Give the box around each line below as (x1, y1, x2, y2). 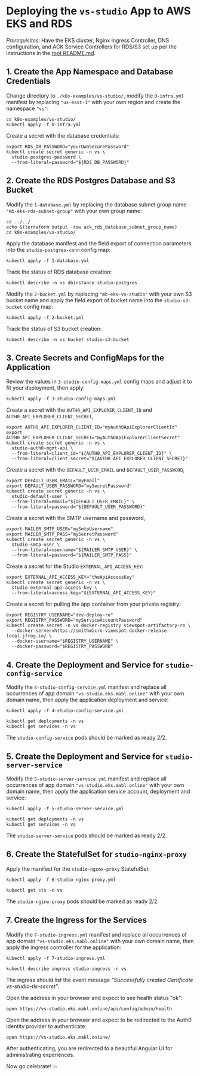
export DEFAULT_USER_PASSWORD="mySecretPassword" (6, 483, 133, 489)
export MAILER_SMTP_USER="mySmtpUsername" (6, 526, 113, 532)
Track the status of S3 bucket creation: (6, 325, 102, 332)
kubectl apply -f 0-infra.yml (6, 121, 82, 127)
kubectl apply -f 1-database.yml (6, 257, 90, 264)
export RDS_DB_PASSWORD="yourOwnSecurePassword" (6, 144, 130, 150)
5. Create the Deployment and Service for (6, 751, 164, 761)
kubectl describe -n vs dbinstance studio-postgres (6, 279, 137, 285)
